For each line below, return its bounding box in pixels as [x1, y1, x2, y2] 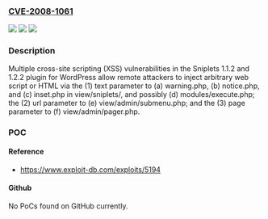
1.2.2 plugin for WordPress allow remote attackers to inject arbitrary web [8, 72, 249, 82]
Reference [8, 147, 44, 157]
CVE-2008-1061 [8, 6, 73, 17]
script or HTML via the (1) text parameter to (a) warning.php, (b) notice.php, [8, 81, 260, 91]
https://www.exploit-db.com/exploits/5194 [19, 164, 161, 175]
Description [8, 45, 56, 57]
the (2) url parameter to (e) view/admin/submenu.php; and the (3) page [8, 98, 246, 107]
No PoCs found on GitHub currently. [8, 200, 128, 211]
